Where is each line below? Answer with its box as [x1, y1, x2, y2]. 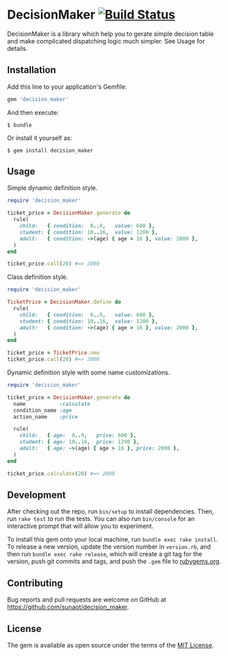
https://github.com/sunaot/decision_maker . [7, 603, 129, 611]
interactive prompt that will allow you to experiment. [7, 522, 154, 530]
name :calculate [13, 400, 91, 408]
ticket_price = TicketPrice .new [7, 350, 100, 357]
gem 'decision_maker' [7, 96, 69, 103]
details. [7, 44, 28, 52]
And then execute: [7, 108, 59, 116]
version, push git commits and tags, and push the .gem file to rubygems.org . [7, 558, 222, 566]
